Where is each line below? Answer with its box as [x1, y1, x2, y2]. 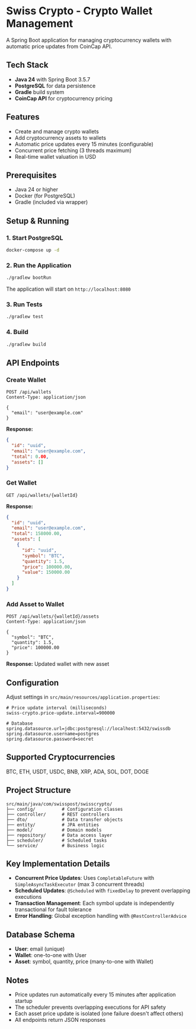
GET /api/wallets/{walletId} [6, 492, 78, 498]
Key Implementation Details [6, 859, 111, 869]
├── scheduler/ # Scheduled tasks [6, 837, 108, 844]
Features [6, 112, 40, 122]
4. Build [6, 328, 28, 336]
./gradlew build [6, 341, 46, 347]
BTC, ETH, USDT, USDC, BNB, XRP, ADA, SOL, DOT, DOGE [6, 768, 149, 775]
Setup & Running [6, 216, 69, 226]
